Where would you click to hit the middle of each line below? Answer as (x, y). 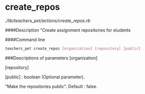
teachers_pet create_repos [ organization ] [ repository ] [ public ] (73, 48)
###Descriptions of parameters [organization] (51, 58)
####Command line (25, 39)
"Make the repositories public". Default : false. (51, 86)
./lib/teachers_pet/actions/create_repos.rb (48, 21)
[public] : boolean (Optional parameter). (45, 77)
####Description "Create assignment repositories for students (68, 30)
